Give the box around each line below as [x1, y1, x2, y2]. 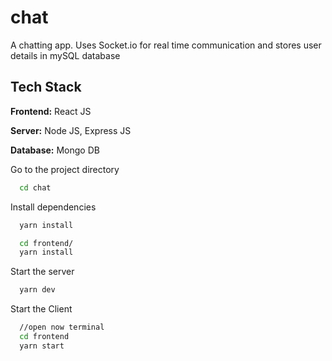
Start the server [10, 266, 75, 278]
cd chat [19, 182, 52, 193]
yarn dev [19, 285, 56, 295]
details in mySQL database [10, 49, 121, 61]
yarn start [19, 341, 65, 351]
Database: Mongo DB [10, 144, 100, 156]
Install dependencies [10, 201, 97, 213]
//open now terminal [19, 322, 105, 333]
